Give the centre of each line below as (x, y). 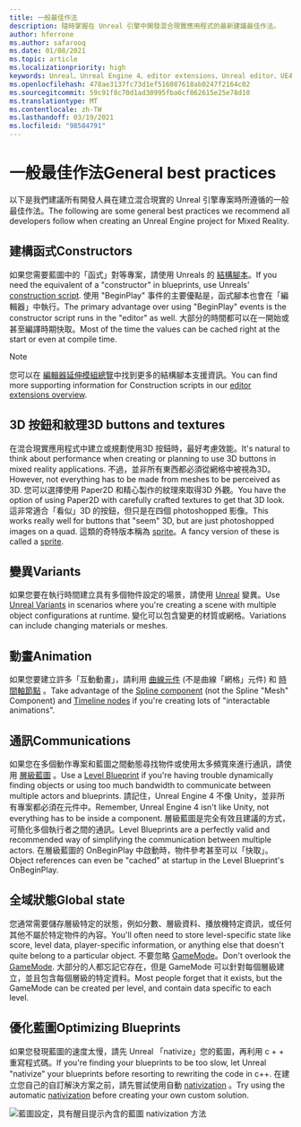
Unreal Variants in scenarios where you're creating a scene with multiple (143, 605)
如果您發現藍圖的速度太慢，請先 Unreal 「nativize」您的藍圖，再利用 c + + (147, 1051)
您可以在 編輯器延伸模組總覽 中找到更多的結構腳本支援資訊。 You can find (143, 375)
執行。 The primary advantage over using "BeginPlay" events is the (163, 307)
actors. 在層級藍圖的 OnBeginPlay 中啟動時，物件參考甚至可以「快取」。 (141, 850)
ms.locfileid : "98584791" (57, 126)
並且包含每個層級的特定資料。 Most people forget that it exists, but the (154, 977)
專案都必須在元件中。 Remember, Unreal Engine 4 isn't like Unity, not (143, 807)
